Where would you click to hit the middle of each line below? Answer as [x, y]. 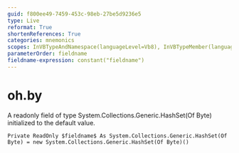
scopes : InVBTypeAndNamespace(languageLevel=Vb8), [84, 47]
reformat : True [30, 27]
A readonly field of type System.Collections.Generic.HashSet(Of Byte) [110, 115]
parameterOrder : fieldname [47, 54]
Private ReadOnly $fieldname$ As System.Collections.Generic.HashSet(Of [117, 136]
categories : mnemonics [41, 41]
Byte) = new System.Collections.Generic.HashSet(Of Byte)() [99, 142]
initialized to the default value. [52, 122]
